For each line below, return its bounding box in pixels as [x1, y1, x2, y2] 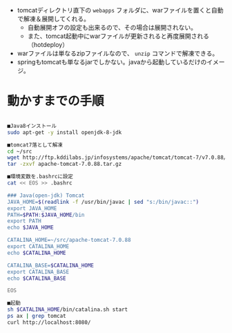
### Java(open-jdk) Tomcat [7, 192, 85, 199]
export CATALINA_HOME [7, 243, 70, 250]
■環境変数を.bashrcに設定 [7, 173, 74, 180]
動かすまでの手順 [7, 93, 105, 109]
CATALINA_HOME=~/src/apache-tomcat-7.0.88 [7, 237, 131, 244]
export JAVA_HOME [7, 204, 57, 212]
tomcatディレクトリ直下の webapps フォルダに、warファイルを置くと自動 [17, 6, 224, 14]
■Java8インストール [7, 122, 57, 129]
